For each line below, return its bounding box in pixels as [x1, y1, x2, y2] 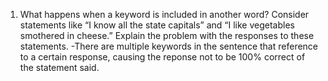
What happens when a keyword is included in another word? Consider [19, 9, 310, 20]
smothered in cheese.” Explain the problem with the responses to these [19, 30, 315, 41]
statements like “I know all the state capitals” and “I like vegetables [19, 19, 295, 31]
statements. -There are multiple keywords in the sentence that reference [19, 40, 319, 52]
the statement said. [19, 62, 100, 73]
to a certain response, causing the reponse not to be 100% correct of [19, 51, 306, 63]
